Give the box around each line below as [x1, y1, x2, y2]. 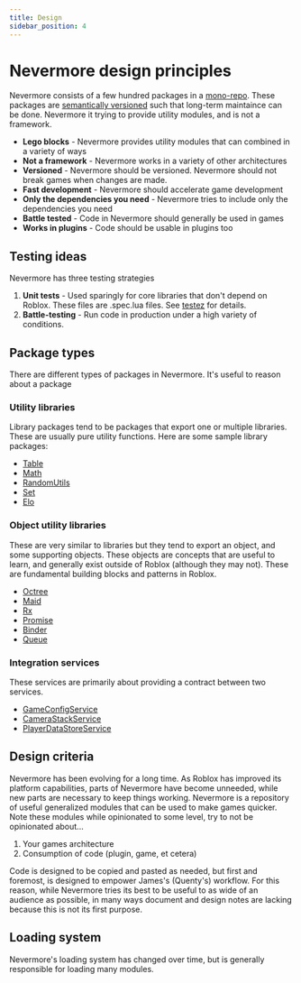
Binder [22, 624, 48, 635]
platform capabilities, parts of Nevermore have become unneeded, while [9, 782, 278, 794]
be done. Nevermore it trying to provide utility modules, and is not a [9, 109, 260, 120]
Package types [9, 345, 96, 361]
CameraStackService [22, 713, 102, 724]
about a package [9, 379, 72, 390]
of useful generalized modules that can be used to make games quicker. [9, 802, 278, 813]
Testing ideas [9, 249, 87, 264]
